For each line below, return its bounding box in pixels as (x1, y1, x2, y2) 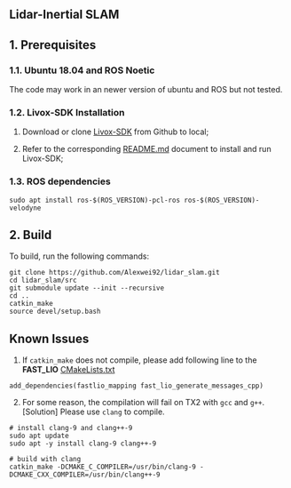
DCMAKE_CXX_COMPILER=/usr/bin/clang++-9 (9, 470, 161, 479)
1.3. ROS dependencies (9, 175, 111, 188)
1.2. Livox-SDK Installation (9, 107, 126, 118)
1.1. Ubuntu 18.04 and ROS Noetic (9, 64, 155, 76)
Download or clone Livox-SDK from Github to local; (21, 126, 209, 137)
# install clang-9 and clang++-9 (9, 424, 133, 433)
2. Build (9, 228, 52, 243)
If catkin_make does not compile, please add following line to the (21, 355, 257, 365)
